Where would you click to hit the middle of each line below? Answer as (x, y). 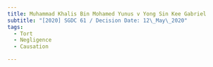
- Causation (31, 47)
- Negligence (33, 40)
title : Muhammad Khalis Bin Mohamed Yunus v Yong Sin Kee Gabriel (107, 14)
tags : (15, 27)
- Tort (23, 33)
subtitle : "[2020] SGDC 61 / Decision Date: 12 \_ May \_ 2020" (98, 20)
